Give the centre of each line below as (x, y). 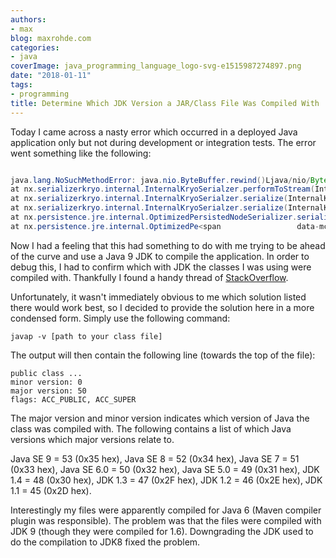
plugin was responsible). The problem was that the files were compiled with (166, 520)
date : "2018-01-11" (51, 76)
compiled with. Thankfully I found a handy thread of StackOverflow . (149, 277)
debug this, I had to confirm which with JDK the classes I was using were (161, 267)
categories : (35, 47)
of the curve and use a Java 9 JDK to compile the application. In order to (160, 256)
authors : (28, 19)
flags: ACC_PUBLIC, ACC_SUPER (73, 399)
